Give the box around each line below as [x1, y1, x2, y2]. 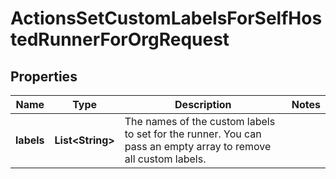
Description [174, 98, 232, 111]
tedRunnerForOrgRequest [10, 28, 230, 51]
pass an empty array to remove [124, 140, 272, 153]
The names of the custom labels [124, 115, 276, 128]
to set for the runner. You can [124, 127, 262, 141]
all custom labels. [124, 152, 207, 166]
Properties [10, 68, 78, 85]
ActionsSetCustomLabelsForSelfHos [10, 7, 323, 30]
